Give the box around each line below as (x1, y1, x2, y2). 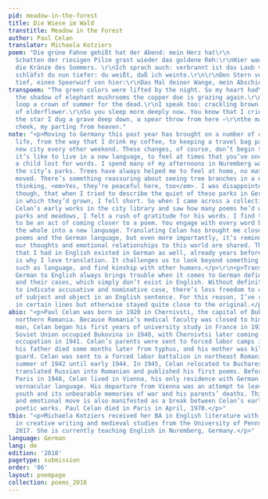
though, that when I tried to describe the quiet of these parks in (15, 189, 248, 198)
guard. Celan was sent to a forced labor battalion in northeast (15, 352, 238, 361)
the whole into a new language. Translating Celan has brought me (15, 226, 241, 235)
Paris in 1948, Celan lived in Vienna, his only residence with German (15, 375, 259, 383)
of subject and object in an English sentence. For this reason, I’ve (15, 293, 255, 301)
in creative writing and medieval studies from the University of (15, 419, 241, 427)
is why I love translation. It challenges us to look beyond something (15, 256, 259, 264)
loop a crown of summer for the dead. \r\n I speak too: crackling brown (15, 100, 259, 108)
